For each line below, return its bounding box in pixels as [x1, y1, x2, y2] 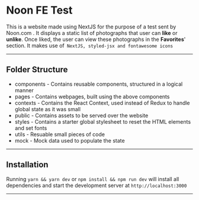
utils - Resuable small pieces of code [14, 131, 105, 138]
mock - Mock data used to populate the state [14, 137, 126, 144]
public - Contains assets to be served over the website [14, 112, 149, 119]
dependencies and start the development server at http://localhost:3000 [6, 182, 187, 189]
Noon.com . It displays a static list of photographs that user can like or [6, 29, 178, 36]
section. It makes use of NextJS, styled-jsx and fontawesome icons [6, 42, 174, 49]
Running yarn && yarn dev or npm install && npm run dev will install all [6, 175, 179, 182]
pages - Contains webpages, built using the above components [14, 93, 170, 100]
